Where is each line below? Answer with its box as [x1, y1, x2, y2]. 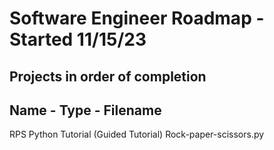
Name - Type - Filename [9, 102, 162, 119]
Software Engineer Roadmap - [9, 7, 265, 30]
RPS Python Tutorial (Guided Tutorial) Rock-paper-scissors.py [9, 128, 265, 141]
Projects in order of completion [9, 68, 207, 85]
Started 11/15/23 [9, 28, 147, 51]
